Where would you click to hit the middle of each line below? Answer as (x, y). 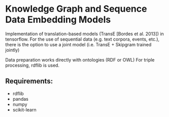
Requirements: (29, 81)
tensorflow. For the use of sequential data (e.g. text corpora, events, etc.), (82, 39)
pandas (21, 99)
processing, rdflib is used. (32, 65)
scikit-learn (24, 109)
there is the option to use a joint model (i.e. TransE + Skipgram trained (78, 44)
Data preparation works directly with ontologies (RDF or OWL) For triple (80, 60)
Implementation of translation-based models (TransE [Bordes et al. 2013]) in (84, 34)
